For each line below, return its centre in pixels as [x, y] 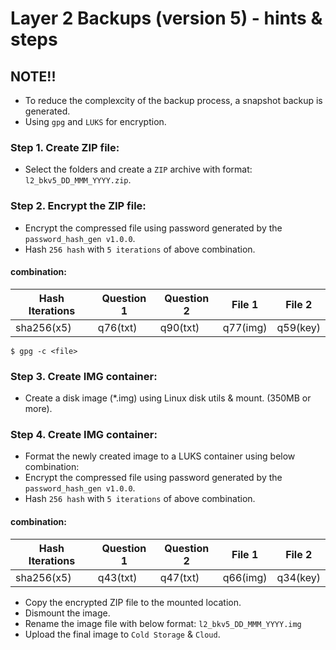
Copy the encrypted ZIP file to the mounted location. [133, 602]
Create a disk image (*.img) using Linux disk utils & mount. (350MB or [168, 398]
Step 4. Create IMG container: [84, 435]
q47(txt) [179, 577]
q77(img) [245, 327]
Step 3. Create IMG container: [84, 376]
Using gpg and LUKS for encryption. [95, 121]
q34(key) [298, 577]
